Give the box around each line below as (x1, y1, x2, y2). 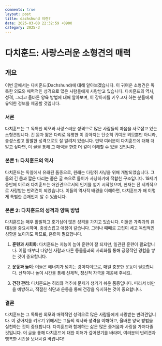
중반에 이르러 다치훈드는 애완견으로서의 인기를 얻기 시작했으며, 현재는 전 (5, 181, 141, 187)
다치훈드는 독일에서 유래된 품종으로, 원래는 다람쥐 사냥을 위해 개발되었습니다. (5, 169, 150, 175)
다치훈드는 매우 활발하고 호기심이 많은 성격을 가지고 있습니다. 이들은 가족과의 (5, 219, 150, 225)
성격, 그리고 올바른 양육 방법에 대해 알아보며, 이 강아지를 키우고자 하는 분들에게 (5, 94, 153, 100)
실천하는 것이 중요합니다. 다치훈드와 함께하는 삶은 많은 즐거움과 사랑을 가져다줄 (5, 324, 154, 329)
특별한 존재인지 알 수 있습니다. (10, 193, 67, 199)
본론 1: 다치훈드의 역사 (5, 157, 54, 164)
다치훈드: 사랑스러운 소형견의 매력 (5, 48, 131, 59)
